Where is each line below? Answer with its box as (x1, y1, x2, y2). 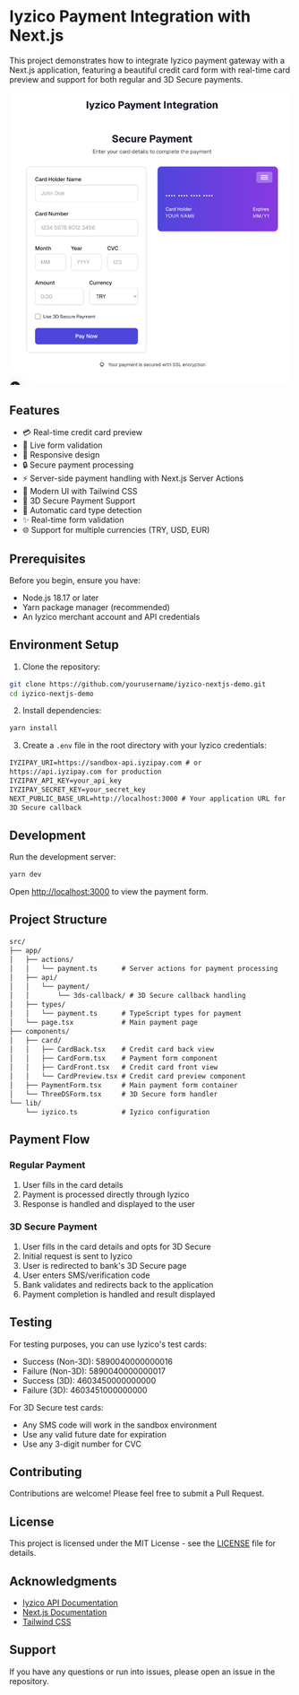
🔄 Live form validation (21, 440, 103, 450)
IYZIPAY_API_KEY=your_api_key (9, 776, 123, 786)
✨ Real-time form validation (21, 514, 124, 526)
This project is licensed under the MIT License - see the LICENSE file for (9, 1538, 276, 1549)
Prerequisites (9, 551, 86, 566)
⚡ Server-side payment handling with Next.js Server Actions (21, 473, 244, 484)
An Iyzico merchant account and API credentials (21, 611, 201, 622)
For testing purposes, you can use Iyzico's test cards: (9, 1339, 208, 1350)
